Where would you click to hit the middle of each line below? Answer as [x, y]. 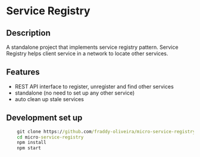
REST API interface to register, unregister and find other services [94, 86]
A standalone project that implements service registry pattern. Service [92, 47]
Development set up [44, 118]
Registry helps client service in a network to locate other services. [87, 54]
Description [28, 33]
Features [23, 72]
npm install [32, 143]
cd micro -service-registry [50, 137]
